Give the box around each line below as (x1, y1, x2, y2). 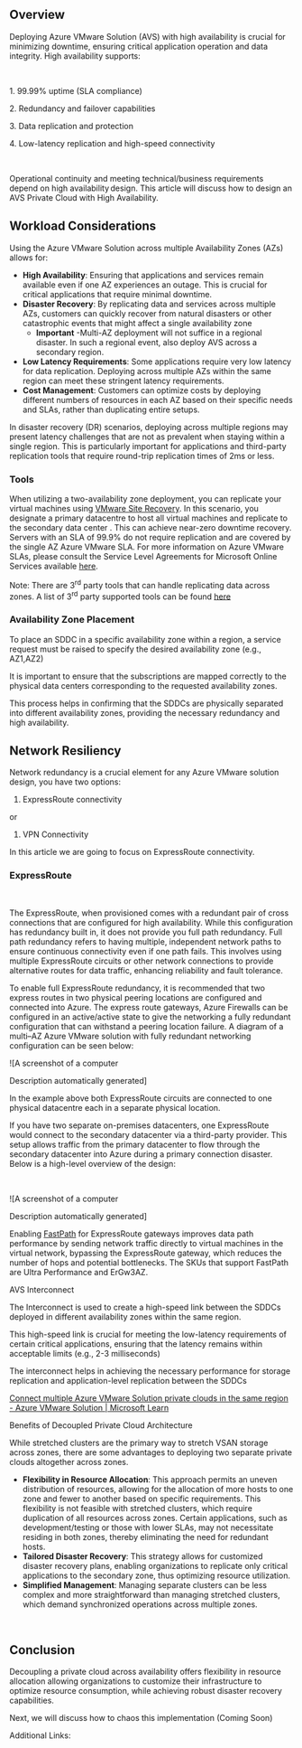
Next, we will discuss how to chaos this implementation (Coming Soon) (9, 1713, 273, 1724)
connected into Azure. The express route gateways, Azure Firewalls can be (9, 1001, 288, 1012)
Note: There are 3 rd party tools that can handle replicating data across (9, 578, 270, 590)
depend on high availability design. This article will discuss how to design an (9, 183, 293, 193)
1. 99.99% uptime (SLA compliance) (9, 85, 142, 96)
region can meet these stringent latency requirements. (22, 375, 224, 386)
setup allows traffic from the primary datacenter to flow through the (9, 1139, 261, 1150)
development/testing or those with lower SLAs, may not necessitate (22, 1522, 274, 1533)
